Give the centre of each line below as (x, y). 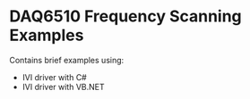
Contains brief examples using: (67, 60)
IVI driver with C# (54, 77)
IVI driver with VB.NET (63, 87)
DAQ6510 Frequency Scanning (125, 16)
